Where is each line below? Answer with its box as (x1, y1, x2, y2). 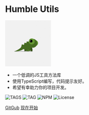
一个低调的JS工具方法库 (12, 72, 61, 78)
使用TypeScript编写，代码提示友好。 (12, 78, 87, 84)
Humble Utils (5, 3, 59, 15)
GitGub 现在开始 (5, 105, 38, 111)
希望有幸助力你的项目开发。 (12, 84, 69, 90)
